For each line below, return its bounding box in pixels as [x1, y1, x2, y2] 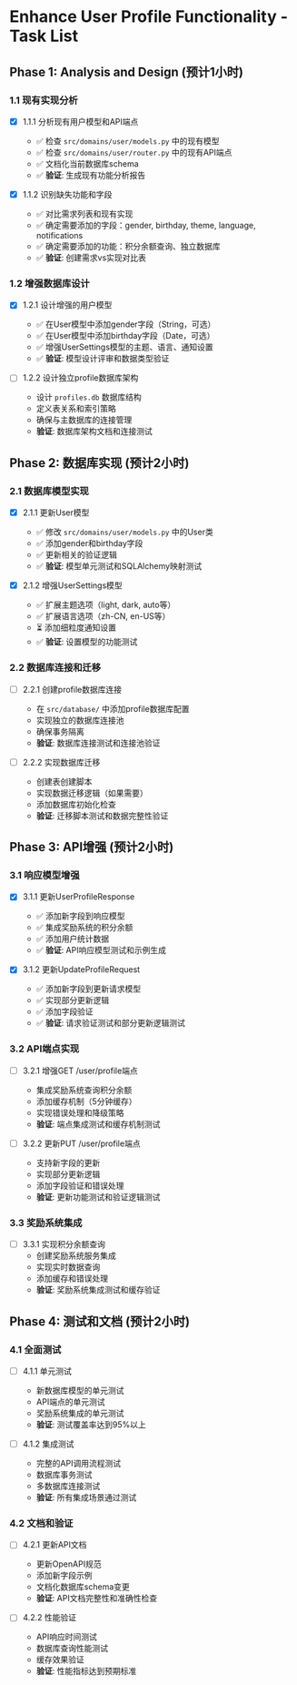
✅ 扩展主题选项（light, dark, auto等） [35, 599, 176, 611]
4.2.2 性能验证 [22, 1612, 77, 1623]
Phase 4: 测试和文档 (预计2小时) [9, 1314, 191, 1329]
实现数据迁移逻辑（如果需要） [35, 787, 148, 798]
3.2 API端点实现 [9, 1042, 80, 1055]
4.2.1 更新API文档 [22, 1539, 87, 1550]
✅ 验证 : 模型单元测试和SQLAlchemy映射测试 [35, 561, 203, 572]
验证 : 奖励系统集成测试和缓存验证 [35, 1284, 161, 1295]
